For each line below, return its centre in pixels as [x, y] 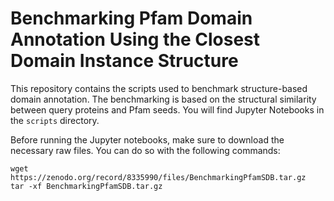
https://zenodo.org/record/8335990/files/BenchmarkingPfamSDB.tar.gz [158, 177]
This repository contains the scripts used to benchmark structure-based [159, 88]
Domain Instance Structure [124, 61]
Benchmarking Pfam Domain [131, 18]
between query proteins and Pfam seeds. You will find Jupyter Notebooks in [167, 109]
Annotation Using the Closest [135, 39]
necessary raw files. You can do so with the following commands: [145, 150]
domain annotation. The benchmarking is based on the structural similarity [163, 99]
